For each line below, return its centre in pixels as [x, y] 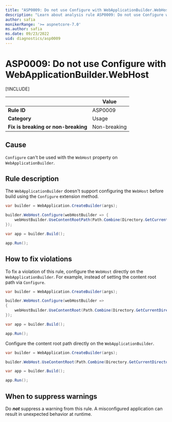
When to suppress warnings [51, 396]
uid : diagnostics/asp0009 [33, 39]
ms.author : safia [24, 29]
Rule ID [17, 110]
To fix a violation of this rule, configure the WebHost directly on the [74, 271]
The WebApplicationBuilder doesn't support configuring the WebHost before [84, 191]
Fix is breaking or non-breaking [48, 127]
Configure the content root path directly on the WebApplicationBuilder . [80, 343]
